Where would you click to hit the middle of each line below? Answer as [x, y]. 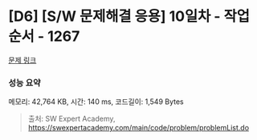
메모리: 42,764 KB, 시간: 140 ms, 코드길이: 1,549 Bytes [96, 102]
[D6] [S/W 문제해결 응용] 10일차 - [114, 16]
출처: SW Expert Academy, [71, 119]
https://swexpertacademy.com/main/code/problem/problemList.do [139, 128]
